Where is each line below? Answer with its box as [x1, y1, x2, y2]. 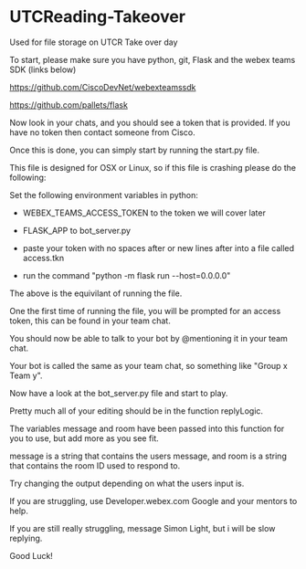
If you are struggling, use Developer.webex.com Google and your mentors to [9, 495, 298, 506]
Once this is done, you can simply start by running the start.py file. [9, 144, 260, 155]
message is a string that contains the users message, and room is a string [9, 450, 288, 461]
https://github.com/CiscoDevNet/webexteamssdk [9, 81, 196, 92]
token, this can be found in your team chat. [9, 315, 171, 326]
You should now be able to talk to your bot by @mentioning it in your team [9, 332, 288, 343]
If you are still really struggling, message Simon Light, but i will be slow [9, 522, 276, 533]
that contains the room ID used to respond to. [9, 459, 181, 471]
